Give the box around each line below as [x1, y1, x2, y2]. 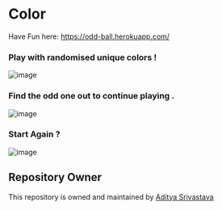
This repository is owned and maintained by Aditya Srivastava [8, 191, 214, 202]
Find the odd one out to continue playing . [8, 90, 175, 102]
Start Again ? [8, 128, 61, 140]
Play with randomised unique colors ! [8, 52, 157, 63]
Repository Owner [8, 170, 103, 184]
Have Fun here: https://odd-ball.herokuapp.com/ [8, 31, 170, 41]
